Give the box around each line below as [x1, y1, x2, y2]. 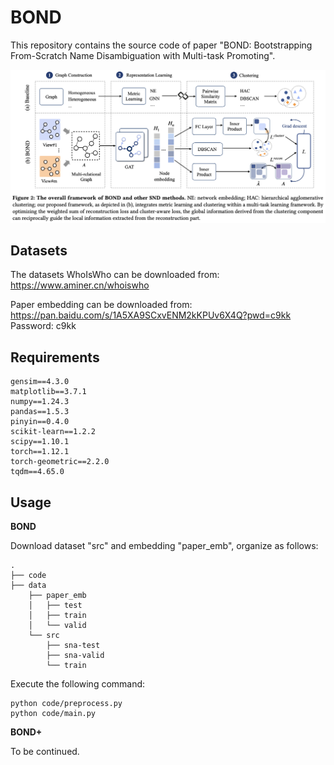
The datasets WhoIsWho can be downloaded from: [10, 269, 220, 281]
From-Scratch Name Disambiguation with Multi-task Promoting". [10, 49, 276, 61]
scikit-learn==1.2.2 [10, 427, 97, 437]
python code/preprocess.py [10, 698, 123, 708]
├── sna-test [46, 640, 101, 650]
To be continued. [10, 745, 80, 757]
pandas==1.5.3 [10, 407, 70, 417]
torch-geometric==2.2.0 [10, 457, 110, 467]
